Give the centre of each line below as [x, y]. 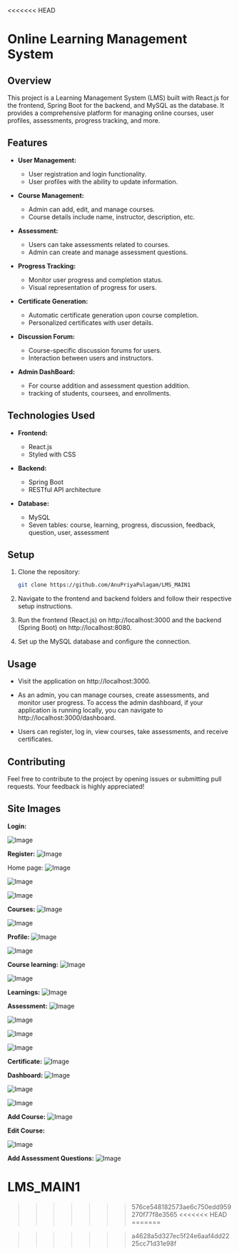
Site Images [34, 809]
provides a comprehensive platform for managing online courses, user [111, 113]
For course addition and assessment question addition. [109, 386]
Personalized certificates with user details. [91, 322]
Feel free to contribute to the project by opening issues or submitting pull [115, 778]
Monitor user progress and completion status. [96, 280]
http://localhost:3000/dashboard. [67, 718]
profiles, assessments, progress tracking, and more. [84, 120]
